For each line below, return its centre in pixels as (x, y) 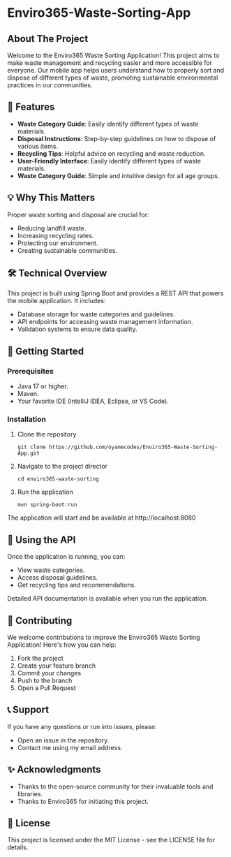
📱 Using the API (42, 540)
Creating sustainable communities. (67, 250)
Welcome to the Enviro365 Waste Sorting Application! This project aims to (113, 55)
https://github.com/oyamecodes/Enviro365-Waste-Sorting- (133, 447)
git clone (32, 447)
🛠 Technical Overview (57, 273)
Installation (27, 419)
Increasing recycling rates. (55, 235)
